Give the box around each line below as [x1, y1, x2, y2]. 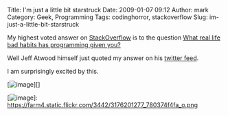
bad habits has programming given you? [7, 41, 122, 48]
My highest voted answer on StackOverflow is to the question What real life [7, 33, 221, 42]
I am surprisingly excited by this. [7, 68, 99, 75]
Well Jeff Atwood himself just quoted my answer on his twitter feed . [7, 54, 199, 62]
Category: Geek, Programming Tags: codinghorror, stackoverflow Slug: [7, 13, 208, 21]
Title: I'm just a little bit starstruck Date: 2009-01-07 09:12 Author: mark [7, 6, 209, 14]
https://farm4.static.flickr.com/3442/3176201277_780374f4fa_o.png [7, 101, 198, 108]
